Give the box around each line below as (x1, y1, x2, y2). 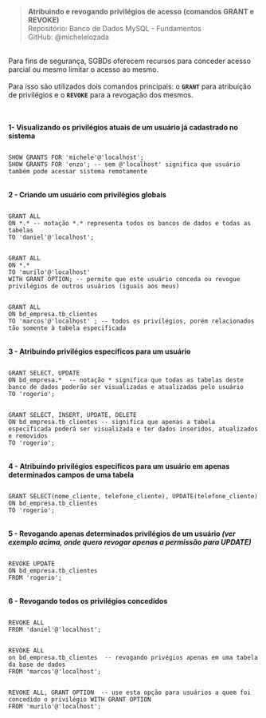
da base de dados (8, 660, 66, 668)
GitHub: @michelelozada (27, 32, 110, 42)
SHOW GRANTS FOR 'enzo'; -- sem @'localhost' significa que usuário (8, 161, 241, 169)
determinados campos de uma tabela (8, 470, 134, 479)
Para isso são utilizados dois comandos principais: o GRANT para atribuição (8, 81, 252, 91)
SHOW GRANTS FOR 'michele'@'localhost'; (8, 153, 145, 161)
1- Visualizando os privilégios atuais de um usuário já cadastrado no (8, 123, 239, 132)
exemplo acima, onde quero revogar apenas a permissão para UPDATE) (8, 538, 252, 546)
